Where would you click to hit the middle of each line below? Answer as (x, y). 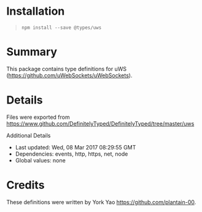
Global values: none (40, 160)
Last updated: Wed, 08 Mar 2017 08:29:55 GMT (76, 147)
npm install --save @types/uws (61, 28)
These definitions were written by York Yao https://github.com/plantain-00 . (101, 202)
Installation (36, 11)
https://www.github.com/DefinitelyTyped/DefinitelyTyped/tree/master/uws (100, 123)
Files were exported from (38, 117)
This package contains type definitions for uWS (67, 69)
